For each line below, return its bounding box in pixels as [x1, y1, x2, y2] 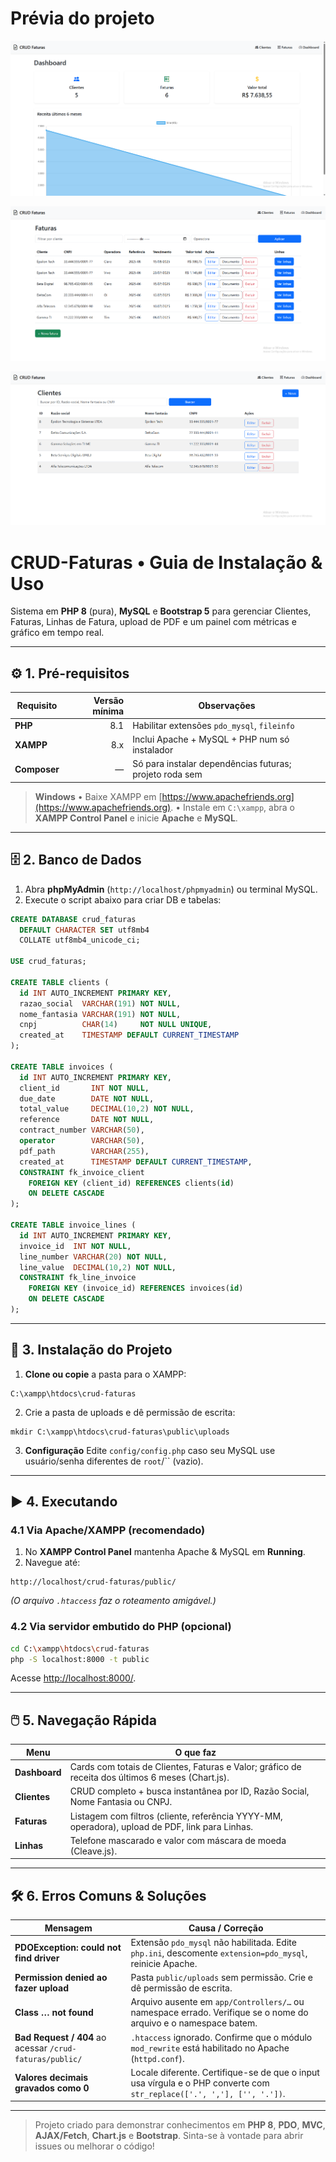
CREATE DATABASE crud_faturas [10, 914, 137, 924]
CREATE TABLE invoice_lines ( [10, 1220, 137, 1231]
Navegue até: [24, 1557, 81, 1569]
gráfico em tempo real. [10, 627, 105, 639]
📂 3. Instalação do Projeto [10, 1342, 173, 1359]
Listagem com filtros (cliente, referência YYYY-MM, [69, 1810, 283, 1822]
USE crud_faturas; [10, 957, 87, 967]
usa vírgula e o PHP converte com [130, 2077, 270, 2089]
